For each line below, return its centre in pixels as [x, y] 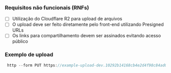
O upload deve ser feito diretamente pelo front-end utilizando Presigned [88, 25]
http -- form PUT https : [32, 65]
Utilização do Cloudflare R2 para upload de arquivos [67, 19]
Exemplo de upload [29, 55]
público [20, 41]
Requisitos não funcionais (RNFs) [47, 8]
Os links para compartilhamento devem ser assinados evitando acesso [87, 36]
